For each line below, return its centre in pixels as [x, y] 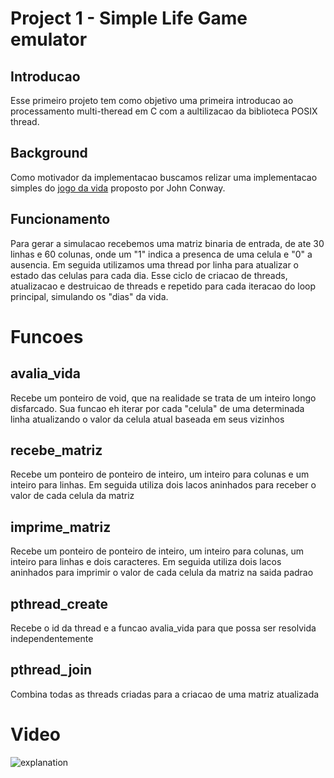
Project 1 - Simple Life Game [129, 18]
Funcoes [47, 336]
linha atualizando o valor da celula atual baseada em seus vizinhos [147, 419]
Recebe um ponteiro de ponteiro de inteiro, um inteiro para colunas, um [157, 551]
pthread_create [59, 603]
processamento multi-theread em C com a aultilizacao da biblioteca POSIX [164, 111]
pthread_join [51, 670]
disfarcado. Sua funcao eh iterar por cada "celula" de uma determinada [157, 408]
